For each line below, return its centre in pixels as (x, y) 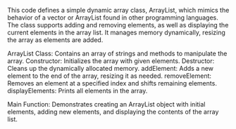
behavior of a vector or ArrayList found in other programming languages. (113, 18)
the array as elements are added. (55, 40)
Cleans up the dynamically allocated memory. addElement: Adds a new (110, 68)
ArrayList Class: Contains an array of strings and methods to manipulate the (117, 53)
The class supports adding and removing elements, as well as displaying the (118, 25)
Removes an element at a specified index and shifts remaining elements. (112, 83)
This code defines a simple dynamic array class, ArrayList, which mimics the (118, 10)
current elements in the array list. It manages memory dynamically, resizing (116, 32)
